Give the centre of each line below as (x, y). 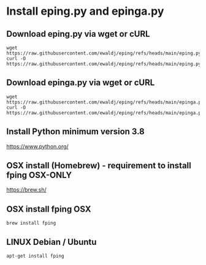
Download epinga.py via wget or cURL (81, 83)
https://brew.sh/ (27, 190)
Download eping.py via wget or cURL (78, 34)
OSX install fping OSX (49, 209)
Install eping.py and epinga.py (85, 11)
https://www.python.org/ (37, 146)
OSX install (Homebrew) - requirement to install (99, 166)
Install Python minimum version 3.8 (76, 132)
